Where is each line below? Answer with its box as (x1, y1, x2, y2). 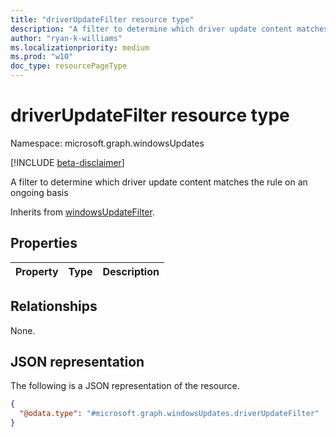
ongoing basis (10, 186, 69, 198)
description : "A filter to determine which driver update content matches (10, 24, 329, 34)
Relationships (10, 298, 98, 315)
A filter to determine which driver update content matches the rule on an (10, 176, 308, 188)
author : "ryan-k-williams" (10, 33, 123, 43)
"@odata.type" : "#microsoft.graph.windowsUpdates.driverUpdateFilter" (19, 409, 320, 419)
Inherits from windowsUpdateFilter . (10, 206, 155, 218)
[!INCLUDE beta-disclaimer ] (10, 156, 125, 168)
